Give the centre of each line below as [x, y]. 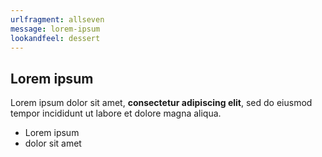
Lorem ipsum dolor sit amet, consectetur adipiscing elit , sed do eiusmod [161, 103]
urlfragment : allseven [57, 19]
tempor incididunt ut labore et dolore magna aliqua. [116, 113]
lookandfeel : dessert [55, 38]
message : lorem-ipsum [55, 29]
